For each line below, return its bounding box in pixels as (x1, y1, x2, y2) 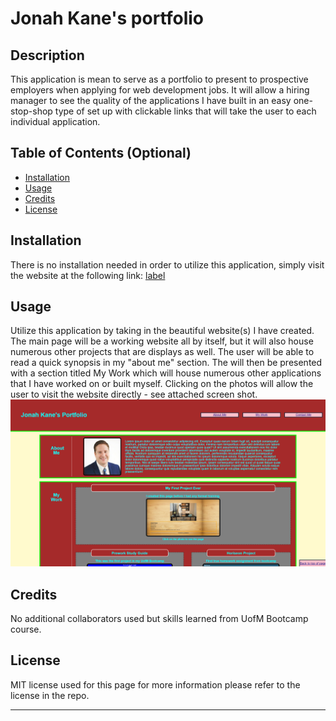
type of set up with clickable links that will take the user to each (54, 105, 317, 117)
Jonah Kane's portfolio (10, 7, 204, 30)
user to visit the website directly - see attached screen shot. (10, 388, 258, 401)
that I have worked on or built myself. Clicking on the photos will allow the (10, 378, 314, 390)
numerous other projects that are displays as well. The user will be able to (10, 346, 315, 358)
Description (10, 47, 85, 64)
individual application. (10, 116, 101, 127)
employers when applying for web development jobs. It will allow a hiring (10, 84, 310, 96)
